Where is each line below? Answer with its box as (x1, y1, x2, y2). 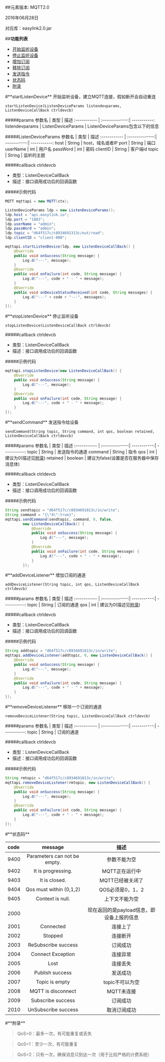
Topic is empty (36, 978, 70, 985)
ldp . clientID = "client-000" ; (5, 235, 67, 240)
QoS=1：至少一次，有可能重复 (17, 1041, 78, 1047)
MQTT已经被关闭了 (99, 877, 144, 884)
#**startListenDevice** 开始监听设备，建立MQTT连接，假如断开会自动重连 (5, 94, 156, 100)
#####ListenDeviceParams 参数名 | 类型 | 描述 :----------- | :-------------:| (5, 134, 157, 140)
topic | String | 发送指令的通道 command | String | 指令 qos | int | (27, 449, 157, 455)
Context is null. (36, 895, 70, 902)
